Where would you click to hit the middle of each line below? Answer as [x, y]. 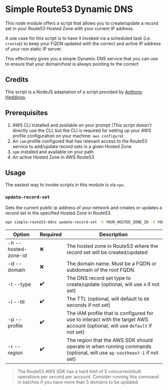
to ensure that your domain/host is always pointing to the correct [72, 64]
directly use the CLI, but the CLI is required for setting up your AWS [82, 130]
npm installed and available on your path [53, 152]
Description [113, 234]
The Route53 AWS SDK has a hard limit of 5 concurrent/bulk [79, 371]
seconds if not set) [89, 305]
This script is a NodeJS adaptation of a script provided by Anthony [74, 92]
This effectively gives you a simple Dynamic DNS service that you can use [82, 58]
